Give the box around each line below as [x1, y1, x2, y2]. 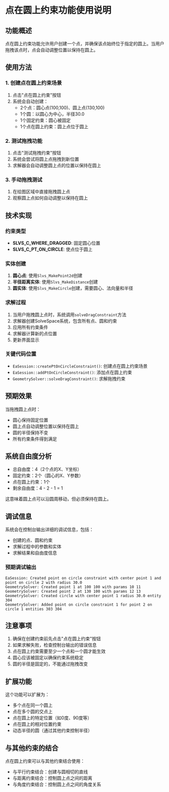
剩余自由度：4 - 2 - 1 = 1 [12, 485, 63, 491]
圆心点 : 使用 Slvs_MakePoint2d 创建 [12, 273, 83, 279]
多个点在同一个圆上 [12, 702, 53, 708]
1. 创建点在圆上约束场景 [5, 79, 62, 86]
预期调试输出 [5, 564, 37, 571]
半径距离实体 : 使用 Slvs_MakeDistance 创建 [12, 279, 98, 285]
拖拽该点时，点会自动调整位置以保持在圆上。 [5, 47, 98, 53]
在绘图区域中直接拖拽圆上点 [12, 189, 71, 195]
